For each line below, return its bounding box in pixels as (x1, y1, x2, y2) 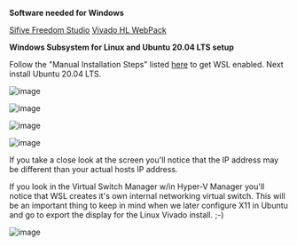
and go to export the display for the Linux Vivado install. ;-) (9, 210, 224, 220)
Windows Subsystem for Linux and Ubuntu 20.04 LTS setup (9, 42, 235, 52)
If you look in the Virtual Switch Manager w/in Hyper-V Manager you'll (9, 181, 265, 192)
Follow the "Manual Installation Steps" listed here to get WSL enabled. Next (9, 60, 284, 69)
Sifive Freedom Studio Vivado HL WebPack (9, 25, 167, 35)
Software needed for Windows (9, 8, 124, 18)
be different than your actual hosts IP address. (9, 164, 178, 174)
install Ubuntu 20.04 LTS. (9, 68, 102, 79)
